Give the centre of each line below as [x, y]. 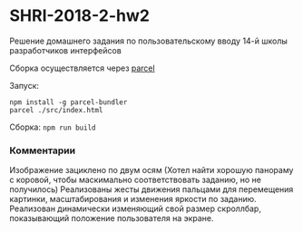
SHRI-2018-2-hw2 [79, 16]
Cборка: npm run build [53, 127]
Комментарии [42, 150]
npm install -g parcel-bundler [68, 102]
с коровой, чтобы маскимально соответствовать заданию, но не [135, 180]
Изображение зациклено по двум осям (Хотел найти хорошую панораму [151, 170]
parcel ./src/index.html [56, 110]
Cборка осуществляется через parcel [83, 68]
